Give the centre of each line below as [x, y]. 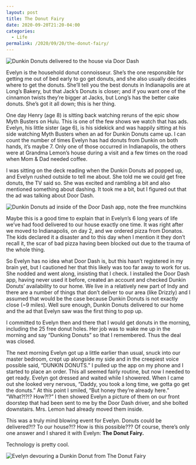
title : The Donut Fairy [35, 19]
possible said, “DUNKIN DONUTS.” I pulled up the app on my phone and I [95, 365]
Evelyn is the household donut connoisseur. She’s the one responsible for [95, 72]
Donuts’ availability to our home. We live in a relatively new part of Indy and [97, 286]
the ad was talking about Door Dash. [50, 195]
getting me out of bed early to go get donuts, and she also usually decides [96, 79]
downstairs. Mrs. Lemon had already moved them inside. [75, 409]
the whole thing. [26, 250]
